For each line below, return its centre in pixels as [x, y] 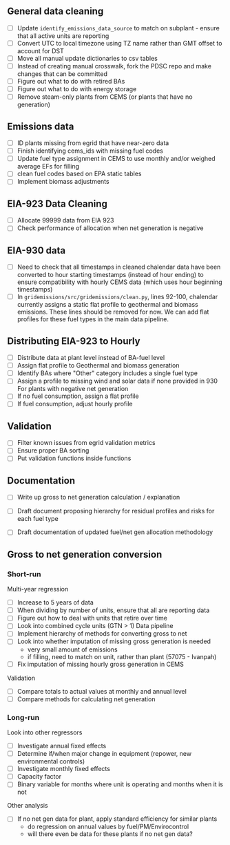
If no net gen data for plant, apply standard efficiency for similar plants [117, 819]
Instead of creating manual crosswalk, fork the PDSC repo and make [114, 66]
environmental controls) [51, 761]
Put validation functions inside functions [74, 458]
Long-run [23, 717]
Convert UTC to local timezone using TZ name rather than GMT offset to [119, 43]
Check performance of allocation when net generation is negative [110, 228]
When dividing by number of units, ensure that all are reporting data [113, 610]
